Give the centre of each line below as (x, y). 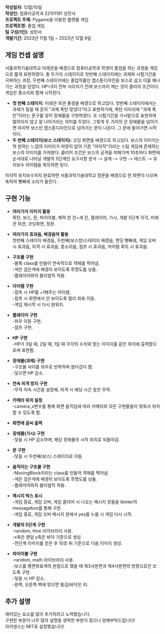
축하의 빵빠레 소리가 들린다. (32, 181)
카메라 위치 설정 (27, 400)
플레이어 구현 (25, 315)
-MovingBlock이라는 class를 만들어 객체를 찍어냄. (61, 473)
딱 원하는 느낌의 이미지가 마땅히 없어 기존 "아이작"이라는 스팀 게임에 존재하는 (86, 146)
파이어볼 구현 (25, 554)
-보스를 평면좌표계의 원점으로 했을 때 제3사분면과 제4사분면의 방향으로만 (82, 566)
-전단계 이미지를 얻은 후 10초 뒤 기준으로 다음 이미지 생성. (67, 543)
